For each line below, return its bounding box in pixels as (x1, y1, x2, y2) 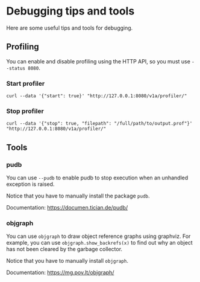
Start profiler (6, 79, 45, 88)
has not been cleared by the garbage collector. (6, 246, 122, 253)
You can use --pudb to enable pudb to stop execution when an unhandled (6, 174, 189, 182)
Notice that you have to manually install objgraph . (6, 257, 128, 264)
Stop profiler (6, 107, 44, 115)
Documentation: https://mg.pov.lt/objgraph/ (6, 269, 114, 276)
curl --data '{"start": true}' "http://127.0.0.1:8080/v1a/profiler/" (6, 93, 187, 99)
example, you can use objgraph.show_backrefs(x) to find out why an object (6, 239, 193, 246)
